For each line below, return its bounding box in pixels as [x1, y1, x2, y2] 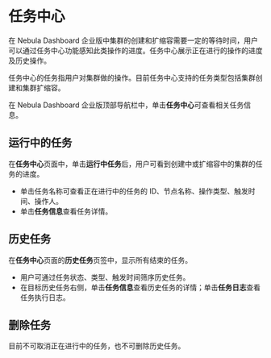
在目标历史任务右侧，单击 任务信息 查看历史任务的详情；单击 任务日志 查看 [19, 282, 261, 292]
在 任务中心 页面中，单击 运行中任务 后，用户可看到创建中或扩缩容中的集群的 [8, 159, 256, 169]
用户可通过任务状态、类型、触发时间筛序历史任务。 [19, 272, 190, 282]
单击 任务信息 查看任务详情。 [19, 206, 113, 216]
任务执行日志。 [19, 292, 70, 302]
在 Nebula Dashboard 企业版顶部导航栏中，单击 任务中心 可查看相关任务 [8, 100, 244, 110]
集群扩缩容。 [22, 82, 65, 93]
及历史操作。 [8, 56, 51, 65]
